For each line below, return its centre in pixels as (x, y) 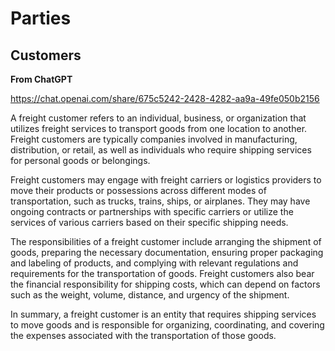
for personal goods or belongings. (80, 160)
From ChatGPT (41, 79)
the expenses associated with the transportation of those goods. (143, 335)
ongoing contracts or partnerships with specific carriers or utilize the (152, 211)
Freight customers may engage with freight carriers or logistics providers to (166, 180)
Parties (41, 18)
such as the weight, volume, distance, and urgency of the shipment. (150, 295)
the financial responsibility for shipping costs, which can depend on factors (165, 284)
